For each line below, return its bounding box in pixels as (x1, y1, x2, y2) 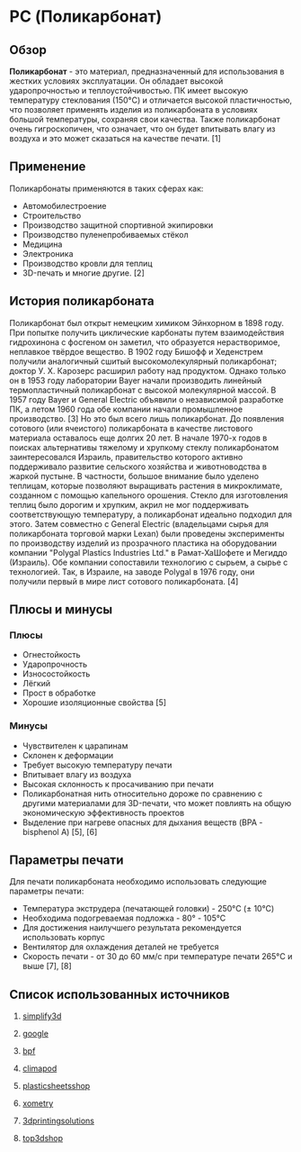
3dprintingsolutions (22, 1115, 94, 1127)
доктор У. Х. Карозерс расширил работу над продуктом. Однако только (9, 365, 287, 376)
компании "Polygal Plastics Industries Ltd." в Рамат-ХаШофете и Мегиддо (9, 547, 288, 558)
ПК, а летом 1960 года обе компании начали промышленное (9, 404, 243, 414)
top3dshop (22, 1133, 64, 1144)
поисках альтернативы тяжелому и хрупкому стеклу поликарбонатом (9, 441, 279, 452)
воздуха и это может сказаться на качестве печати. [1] (9, 133, 222, 143)
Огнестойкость (22, 649, 81, 660)
